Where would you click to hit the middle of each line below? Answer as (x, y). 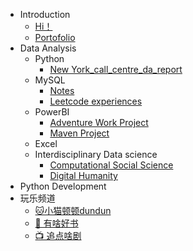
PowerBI (52, 112)
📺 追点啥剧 (58, 235)
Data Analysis (48, 48)
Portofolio (55, 37)
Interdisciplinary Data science (96, 154)
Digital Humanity (83, 175)
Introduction (45, 14)
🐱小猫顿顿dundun (73, 210)
